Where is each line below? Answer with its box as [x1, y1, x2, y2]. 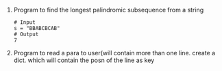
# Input [13, 19, 36, 26]
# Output [13, 31, 39, 38]
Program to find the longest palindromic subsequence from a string [13, 6, 204, 14]
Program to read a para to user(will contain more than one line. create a [13, 49, 216, 57]
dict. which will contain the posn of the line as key [13, 56, 155, 64]
